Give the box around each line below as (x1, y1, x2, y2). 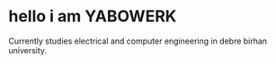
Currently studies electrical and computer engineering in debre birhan (8, 36, 267, 46)
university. (8, 44, 47, 55)
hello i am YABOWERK (8, 6, 177, 27)
